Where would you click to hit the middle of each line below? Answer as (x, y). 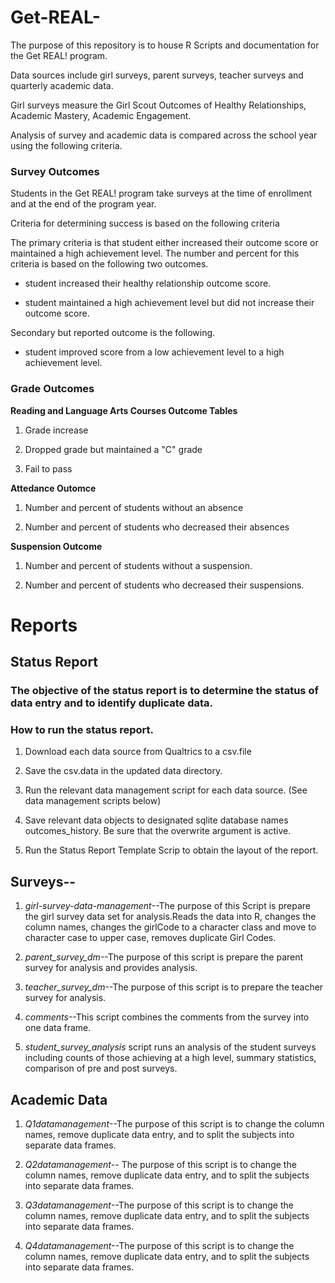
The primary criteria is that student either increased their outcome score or (164, 243)
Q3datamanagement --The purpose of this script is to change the (159, 1205)
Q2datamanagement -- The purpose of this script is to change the (160, 1164)
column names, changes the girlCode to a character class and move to (170, 927)
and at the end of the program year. (83, 204)
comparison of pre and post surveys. (101, 1068)
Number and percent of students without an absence (134, 507)
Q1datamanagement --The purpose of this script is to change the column (174, 1123)
